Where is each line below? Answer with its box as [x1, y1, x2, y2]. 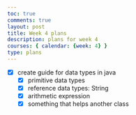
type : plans [7, 49, 42, 56]
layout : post [7, 23, 45, 30]
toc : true [7, 10, 36, 17]
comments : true [7, 17, 52, 24]
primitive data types [27, 76, 85, 84]
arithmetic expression [27, 92, 91, 100]
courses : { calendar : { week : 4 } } [7, 43, 108, 49]
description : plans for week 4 [7, 36, 98, 43]
